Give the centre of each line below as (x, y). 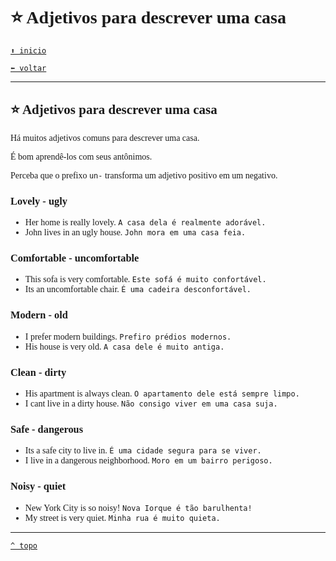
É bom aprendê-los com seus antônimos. (81, 156)
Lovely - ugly (39, 201)
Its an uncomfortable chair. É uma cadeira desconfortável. (138, 289)
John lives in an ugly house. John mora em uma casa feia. (135, 232)
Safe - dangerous (47, 429)
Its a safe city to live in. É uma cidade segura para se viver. (143, 450)
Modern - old (39, 315)
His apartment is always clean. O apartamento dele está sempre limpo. (162, 393)
